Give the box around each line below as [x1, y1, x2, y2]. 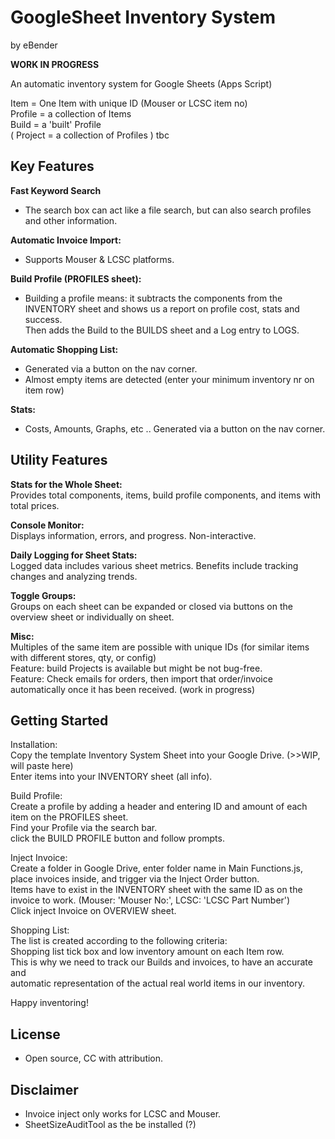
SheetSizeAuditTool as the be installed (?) [24, 1119, 197, 1130]
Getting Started [10, 712, 109, 729]
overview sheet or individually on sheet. [10, 611, 175, 623]
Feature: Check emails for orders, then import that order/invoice [10, 672, 273, 685]
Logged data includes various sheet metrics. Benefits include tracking [10, 559, 299, 571]
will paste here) [10, 760, 74, 772]
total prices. [10, 499, 60, 511]
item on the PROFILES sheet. [10, 811, 129, 823]
